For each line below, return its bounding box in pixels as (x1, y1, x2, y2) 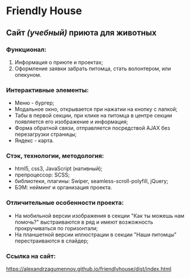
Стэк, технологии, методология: (6, 152, 104, 160)
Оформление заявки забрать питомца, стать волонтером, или (14, 65, 171, 72)
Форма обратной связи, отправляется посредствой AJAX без (14, 125, 171, 132)
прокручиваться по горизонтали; (14, 224, 98, 231)
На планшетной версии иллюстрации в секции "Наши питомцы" (14, 231, 177, 238)
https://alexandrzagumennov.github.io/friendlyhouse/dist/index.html (6, 266, 172, 273)
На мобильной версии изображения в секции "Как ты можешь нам (14, 212, 185, 219)
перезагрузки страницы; (14, 131, 77, 138)
